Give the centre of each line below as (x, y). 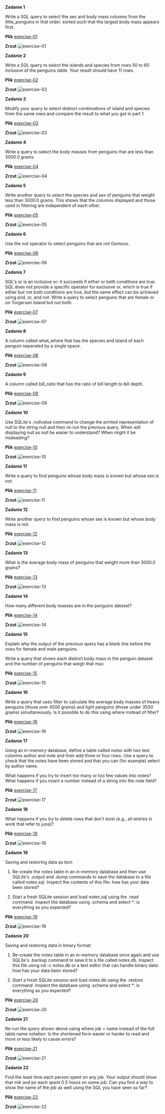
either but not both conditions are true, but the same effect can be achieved (82, 292)
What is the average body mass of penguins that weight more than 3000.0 (80, 562)
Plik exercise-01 (21, 37)
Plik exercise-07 (22, 312)
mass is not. (17, 524)
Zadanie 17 (16, 741)
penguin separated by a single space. (43, 346)
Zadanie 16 (16, 692)
